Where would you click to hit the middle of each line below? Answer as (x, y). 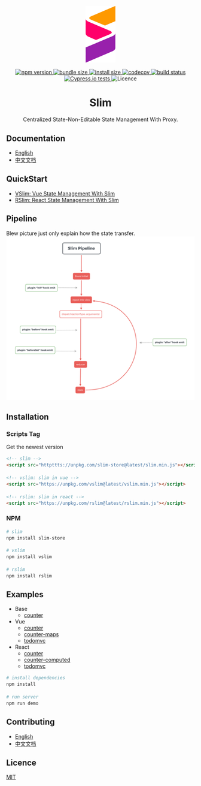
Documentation (36, 138)
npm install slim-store (36, 538)
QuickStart (27, 179)
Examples (25, 594)
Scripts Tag (23, 434)
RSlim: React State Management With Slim (67, 200)
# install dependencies (36, 678)
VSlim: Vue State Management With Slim (65, 193)
